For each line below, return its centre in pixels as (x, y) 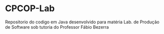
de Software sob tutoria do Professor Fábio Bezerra (57, 27)
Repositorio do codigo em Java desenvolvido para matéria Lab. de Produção (82, 22)
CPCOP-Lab (30, 8)
